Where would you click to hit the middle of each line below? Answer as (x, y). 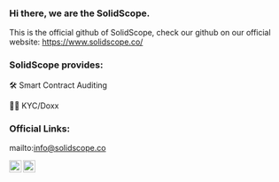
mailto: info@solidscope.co (58, 147)
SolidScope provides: (56, 65)
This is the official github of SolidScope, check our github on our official (140, 33)
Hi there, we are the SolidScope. (80, 13)
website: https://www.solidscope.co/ (76, 42)
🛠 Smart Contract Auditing (58, 85)
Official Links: (40, 129)
